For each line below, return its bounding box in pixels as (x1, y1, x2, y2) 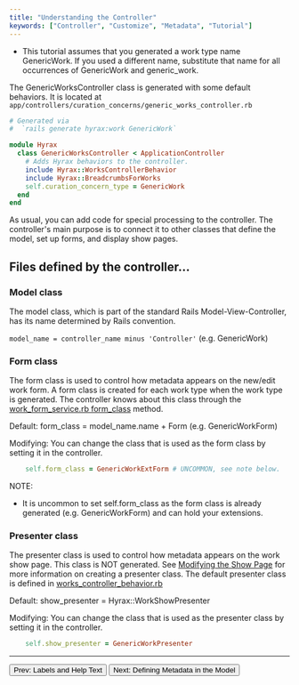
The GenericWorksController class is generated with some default (9, 82, 251, 93)
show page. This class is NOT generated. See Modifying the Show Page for (9, 560, 286, 570)
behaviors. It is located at (9, 91, 102, 102)
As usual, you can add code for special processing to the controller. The (9, 214, 273, 225)
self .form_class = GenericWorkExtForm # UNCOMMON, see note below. (25, 464, 280, 474)
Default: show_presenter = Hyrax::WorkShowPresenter (9, 595, 211, 606)
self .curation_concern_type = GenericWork (25, 181, 185, 191)
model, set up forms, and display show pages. (9, 233, 179, 245)
